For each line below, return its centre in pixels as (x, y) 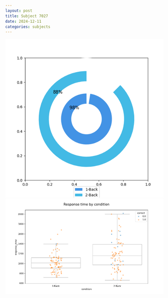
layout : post (19, 11)
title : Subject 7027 (27, 16)
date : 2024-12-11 (23, 21)
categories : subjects (28, 27)
